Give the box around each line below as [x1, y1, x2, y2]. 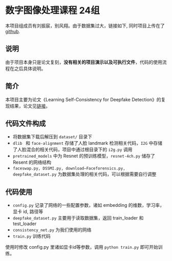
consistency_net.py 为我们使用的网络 [12, 227, 92, 233]
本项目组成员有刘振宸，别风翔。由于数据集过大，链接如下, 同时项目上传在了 [5, 23, 165, 29]
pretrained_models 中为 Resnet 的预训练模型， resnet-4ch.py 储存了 [12, 153, 155, 159]
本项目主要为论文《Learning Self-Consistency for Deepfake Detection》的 [5, 96, 161, 102]
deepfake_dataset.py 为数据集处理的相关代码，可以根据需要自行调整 [12, 171, 157, 177]
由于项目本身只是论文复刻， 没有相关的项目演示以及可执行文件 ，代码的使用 [5, 59, 162, 65]
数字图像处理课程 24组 [5, 5, 100, 16]
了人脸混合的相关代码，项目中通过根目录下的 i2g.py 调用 [12, 146, 133, 153]
